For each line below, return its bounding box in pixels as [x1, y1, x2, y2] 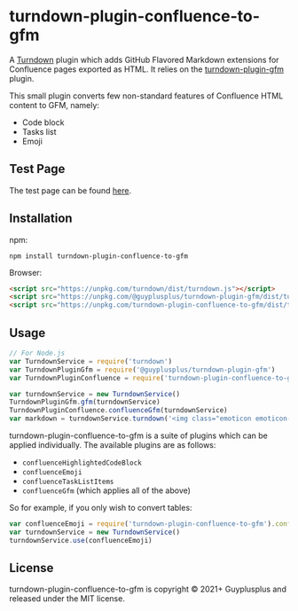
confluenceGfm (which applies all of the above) [21, 485, 191, 496]
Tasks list [21, 126, 57, 137]
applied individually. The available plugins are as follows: [9, 440, 216, 450]
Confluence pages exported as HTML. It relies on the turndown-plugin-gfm [9, 64, 285, 74]
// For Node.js [9, 349, 66, 357]
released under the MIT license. [9, 593, 126, 604]
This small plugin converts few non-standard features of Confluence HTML [9, 90, 284, 101]
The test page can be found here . [9, 184, 131, 196]
